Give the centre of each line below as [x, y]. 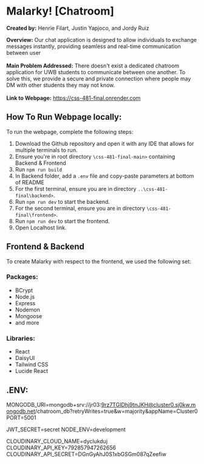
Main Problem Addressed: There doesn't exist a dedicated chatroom [93, 66]
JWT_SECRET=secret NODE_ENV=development [66, 429]
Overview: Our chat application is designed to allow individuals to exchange [102, 40]
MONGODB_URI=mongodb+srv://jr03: [54, 404]
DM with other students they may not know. [61, 85]
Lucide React [32, 371]
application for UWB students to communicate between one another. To [96, 72]
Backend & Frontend [41, 163]
